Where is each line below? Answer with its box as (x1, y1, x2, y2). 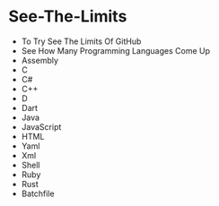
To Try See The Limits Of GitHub (21, 36, 142, 47)
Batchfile (21, 188, 55, 199)
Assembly (21, 55, 59, 65)
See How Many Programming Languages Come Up (21, 45, 210, 56)
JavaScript (21, 121, 62, 132)
